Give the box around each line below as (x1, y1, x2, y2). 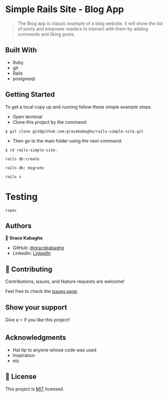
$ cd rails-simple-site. (5, 147, 58, 153)
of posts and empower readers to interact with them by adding (17, 25, 148, 31)
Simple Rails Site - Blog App (5, 4, 124, 15)
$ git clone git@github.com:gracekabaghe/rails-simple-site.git (5, 128, 144, 134)
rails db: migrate (5, 165, 44, 171)
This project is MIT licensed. (5, 386, 64, 392)
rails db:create (5, 156, 39, 161)
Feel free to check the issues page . (5, 288, 78, 294)
